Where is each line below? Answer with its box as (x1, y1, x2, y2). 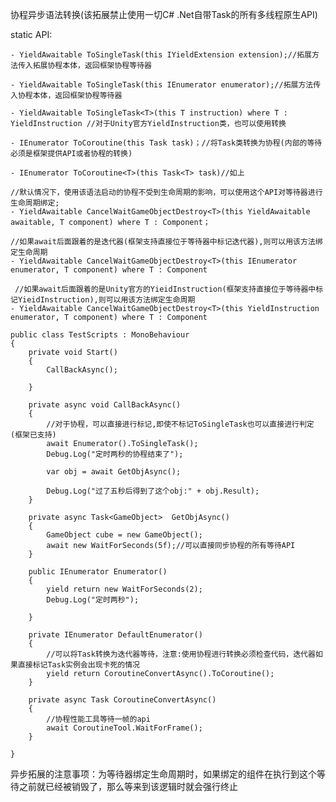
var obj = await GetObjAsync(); (46, 467, 182, 477)
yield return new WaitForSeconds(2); (46, 584, 203, 594)
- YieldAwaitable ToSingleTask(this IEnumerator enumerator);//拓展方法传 (10, 80, 322, 90)
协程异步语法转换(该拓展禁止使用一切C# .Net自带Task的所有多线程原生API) (10, 9, 318, 20)
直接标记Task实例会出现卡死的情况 (17, 660, 140, 670)
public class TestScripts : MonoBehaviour (10, 330, 190, 340)
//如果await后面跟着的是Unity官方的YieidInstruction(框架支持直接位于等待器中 (14, 284, 317, 294)
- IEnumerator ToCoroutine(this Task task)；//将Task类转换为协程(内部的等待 (10, 138, 323, 148)
